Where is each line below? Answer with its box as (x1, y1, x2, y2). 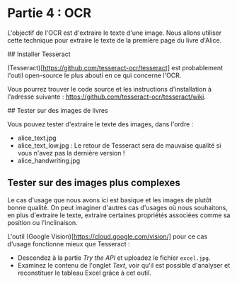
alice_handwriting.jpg (17, 156, 81, 165)
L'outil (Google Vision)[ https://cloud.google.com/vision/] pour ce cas (7, 232, 207, 241)
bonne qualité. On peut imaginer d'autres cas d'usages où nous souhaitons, (7, 203, 228, 212)
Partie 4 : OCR (7, 5, 92, 21)
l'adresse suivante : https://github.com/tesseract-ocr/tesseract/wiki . (7, 92, 207, 101)
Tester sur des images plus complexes (7, 177, 180, 189)
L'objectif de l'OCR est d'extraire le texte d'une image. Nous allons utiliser (7, 28, 221, 37)
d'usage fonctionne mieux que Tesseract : (7, 239, 130, 248)
